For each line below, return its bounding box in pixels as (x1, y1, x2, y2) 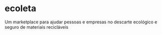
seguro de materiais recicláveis (4, 24, 69, 30)
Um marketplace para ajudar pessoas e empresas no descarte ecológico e (4, 19, 158, 25)
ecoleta (4, 3, 37, 14)
